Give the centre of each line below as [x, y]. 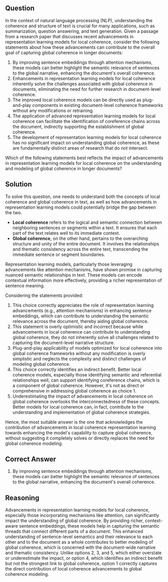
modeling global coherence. [41, 364]
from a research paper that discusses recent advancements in [69, 36]
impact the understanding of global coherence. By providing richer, [74, 521]
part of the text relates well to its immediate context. [66, 233]
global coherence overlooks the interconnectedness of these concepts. [86, 401]
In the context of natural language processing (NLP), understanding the [79, 20]
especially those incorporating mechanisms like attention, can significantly [82, 515]
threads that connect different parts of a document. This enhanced [74, 532]
